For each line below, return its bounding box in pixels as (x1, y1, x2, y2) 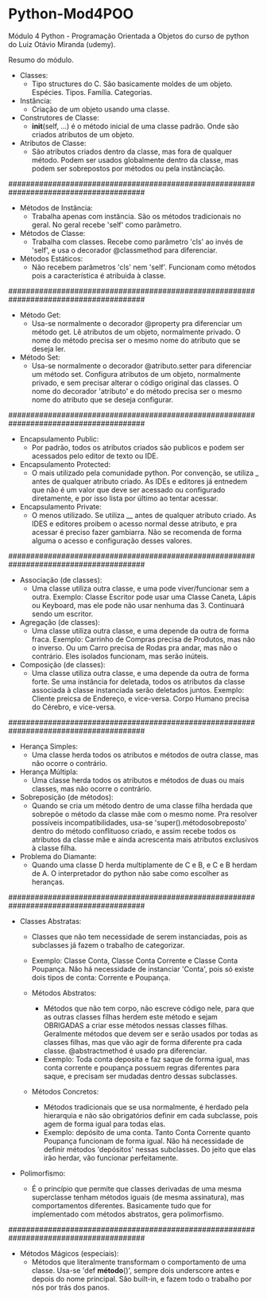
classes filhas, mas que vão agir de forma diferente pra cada (43, 1037, 242, 1047)
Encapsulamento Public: (19, 434, 99, 443)
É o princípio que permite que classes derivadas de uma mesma (31, 1184, 242, 1193)
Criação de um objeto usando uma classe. (31, 104, 170, 114)
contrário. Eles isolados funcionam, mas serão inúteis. (31, 651, 209, 661)
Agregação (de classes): (19, 617, 101, 626)
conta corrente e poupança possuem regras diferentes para (43, 1062, 240, 1072)
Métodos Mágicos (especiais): (19, 1248, 119, 1258)
